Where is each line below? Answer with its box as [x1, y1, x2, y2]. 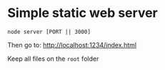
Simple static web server [7, 5, 159, 21]
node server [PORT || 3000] [7, 28, 91, 35]
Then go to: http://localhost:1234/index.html [7, 40, 137, 49]
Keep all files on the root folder [7, 54, 99, 63]
